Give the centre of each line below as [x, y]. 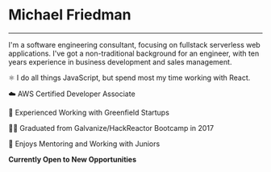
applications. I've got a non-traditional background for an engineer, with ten [134, 53]
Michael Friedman [70, 15]
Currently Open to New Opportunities [73, 159]
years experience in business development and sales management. [120, 61]
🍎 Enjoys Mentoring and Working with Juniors [84, 144]
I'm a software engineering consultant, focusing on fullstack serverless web [134, 44]
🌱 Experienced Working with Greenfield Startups [89, 112]
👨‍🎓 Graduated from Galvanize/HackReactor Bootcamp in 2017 [111, 128]
